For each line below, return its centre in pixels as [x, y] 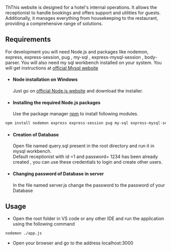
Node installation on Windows [45, 80]
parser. [13, 62]
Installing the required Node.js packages [56, 102]
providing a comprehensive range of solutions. [54, 23]
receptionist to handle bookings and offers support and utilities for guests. [83, 13]
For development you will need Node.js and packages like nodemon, [77, 52]
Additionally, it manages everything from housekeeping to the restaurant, [82, 18]
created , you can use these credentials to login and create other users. [88, 162]
